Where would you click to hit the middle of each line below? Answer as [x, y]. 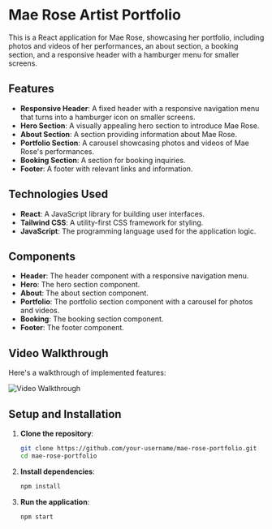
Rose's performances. [57, 151]
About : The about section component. [84, 293]
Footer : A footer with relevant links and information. [106, 169]
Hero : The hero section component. [80, 285]
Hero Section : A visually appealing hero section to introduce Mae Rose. [140, 125]
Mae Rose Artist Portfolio [95, 15]
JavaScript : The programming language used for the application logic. [138, 231]
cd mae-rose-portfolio [58, 456]
